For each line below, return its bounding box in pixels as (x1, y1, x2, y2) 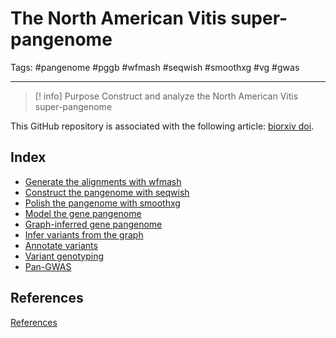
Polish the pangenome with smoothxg (24, 197, 181, 209)
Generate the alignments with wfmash (24, 175, 182, 187)
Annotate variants (24, 239, 98, 251)
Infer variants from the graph (24, 228, 144, 241)
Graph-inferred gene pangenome (24, 218, 163, 230)
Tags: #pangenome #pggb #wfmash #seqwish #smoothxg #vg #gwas (10, 61, 300, 73)
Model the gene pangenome (24, 207, 142, 219)
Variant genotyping (24, 250, 105, 262)
